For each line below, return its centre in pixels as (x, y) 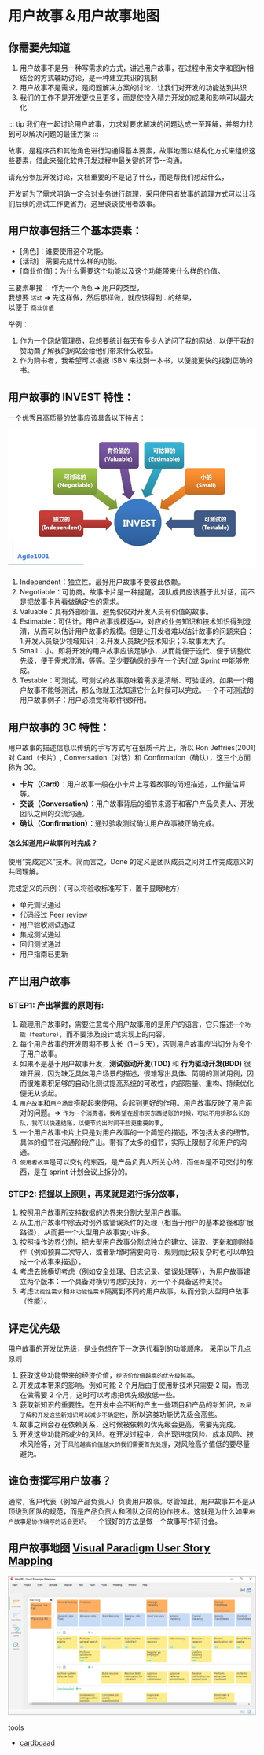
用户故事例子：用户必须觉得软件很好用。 (85, 700)
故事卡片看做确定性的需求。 (78, 602)
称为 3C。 (24, 767)
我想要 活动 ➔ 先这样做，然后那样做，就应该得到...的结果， (102, 297)
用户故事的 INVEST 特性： (71, 397)
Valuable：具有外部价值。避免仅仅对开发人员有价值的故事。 (116, 612)
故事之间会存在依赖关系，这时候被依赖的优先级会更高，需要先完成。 (130, 1424)
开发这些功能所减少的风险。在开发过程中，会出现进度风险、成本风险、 (133, 1434)
